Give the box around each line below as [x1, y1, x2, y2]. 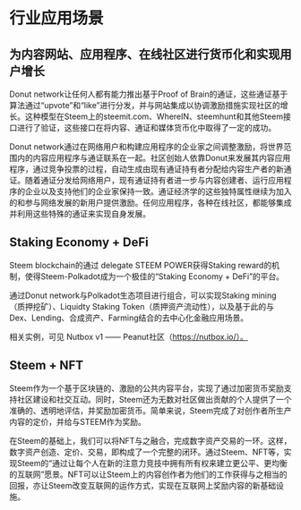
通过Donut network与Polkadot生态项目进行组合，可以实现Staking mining [9, 290, 277, 301]
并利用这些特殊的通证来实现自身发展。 [9, 208, 150, 219]
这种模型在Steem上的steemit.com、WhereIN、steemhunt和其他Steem [24, 111, 284, 122]
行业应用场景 [9, 8, 105, 29]
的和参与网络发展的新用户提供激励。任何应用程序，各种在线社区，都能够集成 [9, 198, 292, 208]
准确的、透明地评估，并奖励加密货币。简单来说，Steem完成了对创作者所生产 [9, 404, 293, 416]
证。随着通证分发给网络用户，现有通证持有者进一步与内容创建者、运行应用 [9, 175, 284, 185]
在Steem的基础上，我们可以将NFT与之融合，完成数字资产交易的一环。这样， [9, 435, 292, 446]
